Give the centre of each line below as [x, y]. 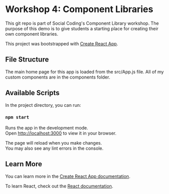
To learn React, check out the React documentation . [59, 186]
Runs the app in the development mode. [47, 127]
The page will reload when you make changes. [54, 143]
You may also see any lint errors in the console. [54, 148]
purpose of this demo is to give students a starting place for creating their [82, 28]
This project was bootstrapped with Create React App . [62, 43]
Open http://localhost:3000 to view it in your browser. [61, 133]
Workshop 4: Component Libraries [79, 9]
